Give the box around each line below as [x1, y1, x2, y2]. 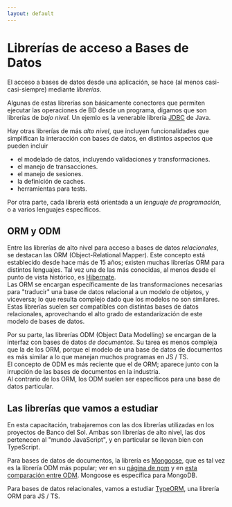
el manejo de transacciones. [17, 162, 98, 171]
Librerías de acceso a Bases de [7, 40, 189, 55]
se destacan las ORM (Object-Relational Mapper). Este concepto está [7, 251, 206, 259]
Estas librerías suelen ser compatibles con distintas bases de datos [7, 302, 199, 311]
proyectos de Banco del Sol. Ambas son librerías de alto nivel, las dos [7, 428, 206, 437]
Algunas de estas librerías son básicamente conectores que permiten [7, 98, 206, 107]
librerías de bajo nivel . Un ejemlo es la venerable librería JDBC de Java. [7, 113, 211, 121]
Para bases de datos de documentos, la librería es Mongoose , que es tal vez [7, 456, 226, 465]
